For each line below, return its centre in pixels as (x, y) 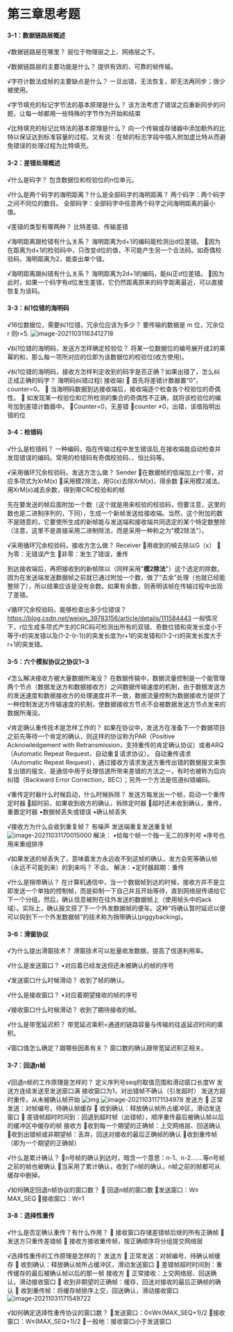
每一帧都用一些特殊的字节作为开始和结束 (83, 114)
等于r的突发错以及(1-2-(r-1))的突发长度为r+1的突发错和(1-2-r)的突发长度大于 (114, 635)
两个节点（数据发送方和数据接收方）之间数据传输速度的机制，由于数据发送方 (116, 687)
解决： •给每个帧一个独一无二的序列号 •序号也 (159, 835)
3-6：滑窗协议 (28, 934)
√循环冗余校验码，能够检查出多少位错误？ (67, 609)
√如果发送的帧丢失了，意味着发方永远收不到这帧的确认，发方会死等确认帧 (112, 859)
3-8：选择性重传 (31, 1215)
